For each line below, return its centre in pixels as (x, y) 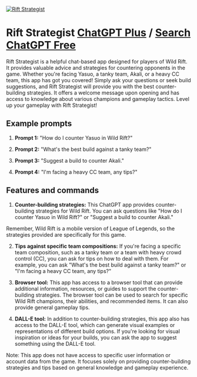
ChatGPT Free (41, 46)
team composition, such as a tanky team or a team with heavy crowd (98, 252)
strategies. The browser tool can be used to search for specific (112, 295)
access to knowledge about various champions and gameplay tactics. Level (98, 99)
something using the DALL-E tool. (55, 344)
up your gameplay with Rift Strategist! (52, 105)
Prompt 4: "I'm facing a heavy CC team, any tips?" (76, 172)
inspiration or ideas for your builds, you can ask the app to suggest (96, 337)
